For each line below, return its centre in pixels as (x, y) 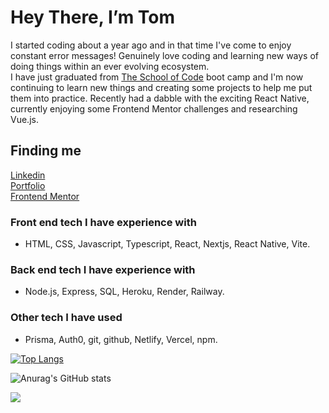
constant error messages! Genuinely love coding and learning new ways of (165, 55)
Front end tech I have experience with (103, 222)
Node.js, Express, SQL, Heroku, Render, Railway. (124, 292)
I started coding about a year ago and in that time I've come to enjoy (151, 45)
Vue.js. (24, 119)
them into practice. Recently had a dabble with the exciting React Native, (160, 98)
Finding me (46, 151)
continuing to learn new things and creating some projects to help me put (161, 87)
